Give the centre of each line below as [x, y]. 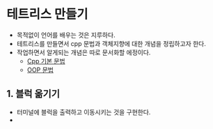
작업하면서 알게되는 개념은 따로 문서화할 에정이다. [84, 52]
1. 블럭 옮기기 [33, 94]
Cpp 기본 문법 [46, 61]
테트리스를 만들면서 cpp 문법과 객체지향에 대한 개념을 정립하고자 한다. [111, 43]
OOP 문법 [40, 70]
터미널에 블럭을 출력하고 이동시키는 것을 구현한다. [84, 112]
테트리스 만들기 [47, 14]
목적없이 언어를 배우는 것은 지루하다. [66, 35]
